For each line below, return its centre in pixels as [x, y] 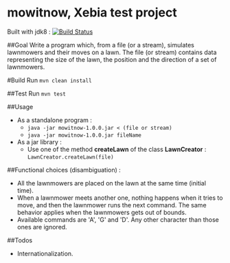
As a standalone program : [55, 120]
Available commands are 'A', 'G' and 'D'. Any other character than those [118, 219]
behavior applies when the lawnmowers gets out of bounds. [102, 212]
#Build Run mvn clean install [49, 80]
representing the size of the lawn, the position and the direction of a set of [112, 59]
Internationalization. [45, 253]
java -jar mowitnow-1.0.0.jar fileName [84, 135]
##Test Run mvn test [37, 93]
